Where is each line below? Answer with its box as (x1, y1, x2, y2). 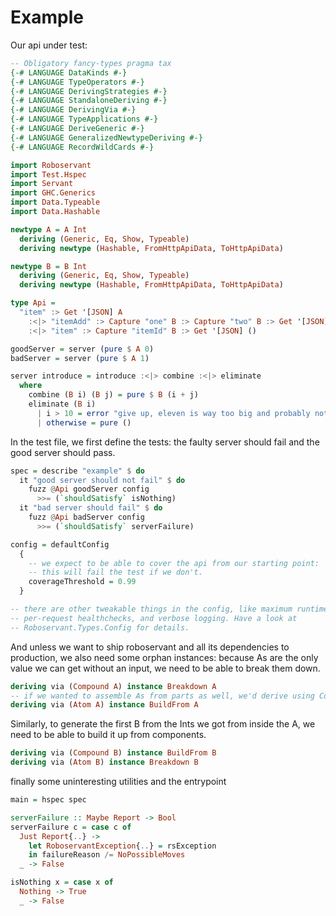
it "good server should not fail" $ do (19, 475, 186, 485)
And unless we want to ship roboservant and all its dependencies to (10, 641, 290, 653)
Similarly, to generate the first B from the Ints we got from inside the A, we (10, 718, 316, 730)
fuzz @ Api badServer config (28, 512, 145, 523)
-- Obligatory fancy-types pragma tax (10, 58, 172, 68)
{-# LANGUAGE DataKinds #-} (10, 67, 128, 78)
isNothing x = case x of (10, 877, 114, 888)
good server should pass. (10, 446, 116, 458)
